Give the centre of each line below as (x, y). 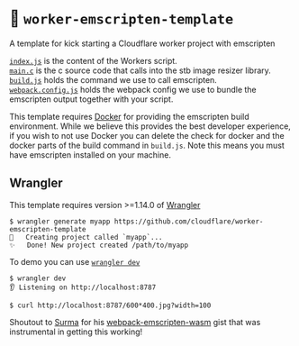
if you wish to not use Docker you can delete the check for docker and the (147, 135)
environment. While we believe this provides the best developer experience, (150, 126)
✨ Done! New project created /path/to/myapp (99, 245)
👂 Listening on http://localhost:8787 (83, 287)
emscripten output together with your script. (91, 99)
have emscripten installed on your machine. (90, 155)
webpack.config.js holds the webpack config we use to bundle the (133, 89)
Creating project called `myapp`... (95, 237)
